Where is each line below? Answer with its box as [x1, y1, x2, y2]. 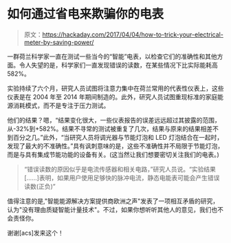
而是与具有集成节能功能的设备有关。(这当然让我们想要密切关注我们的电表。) [7, 150, 220, 158]
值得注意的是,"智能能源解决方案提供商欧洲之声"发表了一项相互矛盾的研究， [7, 197, 219, 205]
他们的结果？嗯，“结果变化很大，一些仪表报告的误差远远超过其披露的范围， [7, 116, 221, 124]
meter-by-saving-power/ [23, 38, 94, 46]
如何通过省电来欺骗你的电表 [7, 6, 164, 22]
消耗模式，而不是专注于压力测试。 [12, 101, 110, 109]
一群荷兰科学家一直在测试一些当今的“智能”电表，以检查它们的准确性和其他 [7, 52, 218, 61]
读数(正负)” [23, 182, 56, 190]
